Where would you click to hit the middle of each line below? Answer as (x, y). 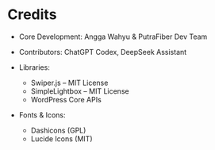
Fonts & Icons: (42, 115)
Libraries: (35, 67)
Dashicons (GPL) (58, 130)
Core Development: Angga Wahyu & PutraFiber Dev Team (113, 37)
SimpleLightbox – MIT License (80, 91)
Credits (32, 15)
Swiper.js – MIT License (69, 83)
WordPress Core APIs (66, 99)
